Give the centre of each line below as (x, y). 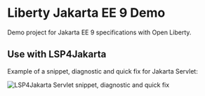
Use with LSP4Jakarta (57, 54)
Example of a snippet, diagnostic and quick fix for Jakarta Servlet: (102, 71)
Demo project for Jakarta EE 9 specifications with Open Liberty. (99, 32)
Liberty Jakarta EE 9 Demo (86, 13)
